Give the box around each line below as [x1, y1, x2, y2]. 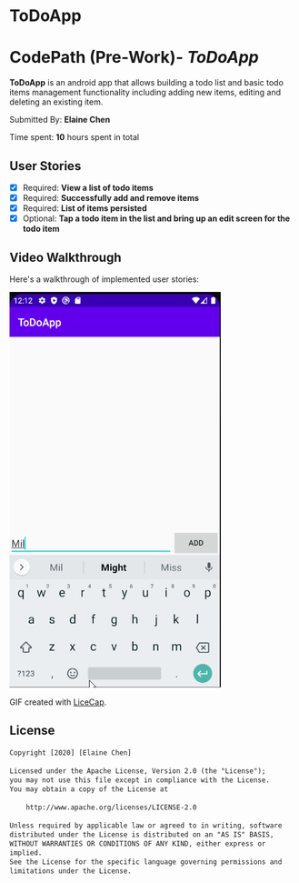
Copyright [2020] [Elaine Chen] [9, 748, 132, 758]
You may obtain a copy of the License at [9, 784, 169, 794]
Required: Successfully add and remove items [22, 193, 200, 203]
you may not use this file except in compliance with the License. [9, 775, 271, 785]
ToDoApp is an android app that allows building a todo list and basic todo [9, 77, 284, 88]
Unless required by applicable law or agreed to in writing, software [9, 820, 283, 830]
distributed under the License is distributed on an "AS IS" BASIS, [9, 829, 274, 839]
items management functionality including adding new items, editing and [9, 87, 282, 98]
